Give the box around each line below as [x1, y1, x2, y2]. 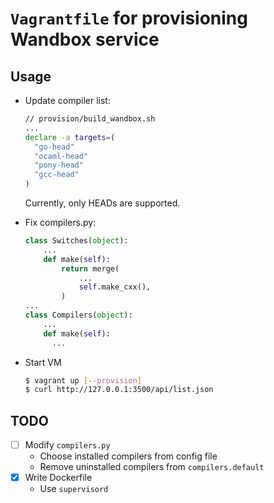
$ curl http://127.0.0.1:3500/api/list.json [24, 385, 214, 395]
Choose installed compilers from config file [39, 450, 218, 462]
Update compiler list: [24, 95, 111, 106]
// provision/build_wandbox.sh [24, 114, 156, 124]
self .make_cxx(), [78, 282, 152, 292]
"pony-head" [34, 160, 84, 171]
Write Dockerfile [24, 472, 93, 484]
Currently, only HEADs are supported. [24, 197, 181, 209]
